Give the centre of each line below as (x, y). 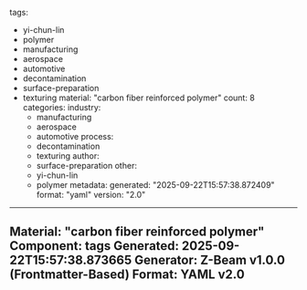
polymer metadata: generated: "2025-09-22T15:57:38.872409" (156, 185)
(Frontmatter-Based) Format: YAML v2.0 (127, 275)
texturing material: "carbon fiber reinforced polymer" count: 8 (139, 98)
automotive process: (75, 136)
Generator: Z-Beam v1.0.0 (210, 260)
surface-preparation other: (86, 166)
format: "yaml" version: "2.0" (91, 195)
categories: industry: (62, 107)
